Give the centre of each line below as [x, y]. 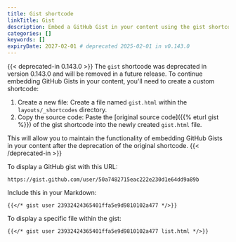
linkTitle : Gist [31, 20]
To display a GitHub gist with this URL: [63, 167]
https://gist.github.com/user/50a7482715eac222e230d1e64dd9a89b [103, 180]
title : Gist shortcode [40, 14]
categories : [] [29, 33]
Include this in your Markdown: [52, 193]
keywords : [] [26, 40]
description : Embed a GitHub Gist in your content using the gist [106, 27]
